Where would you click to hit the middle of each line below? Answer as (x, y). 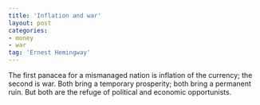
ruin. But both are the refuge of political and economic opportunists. (120, 92)
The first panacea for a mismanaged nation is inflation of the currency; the (130, 75)
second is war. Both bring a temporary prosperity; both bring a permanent (130, 84)
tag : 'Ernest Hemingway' (49, 52)
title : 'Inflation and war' (55, 16)
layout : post (30, 23)
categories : (28, 30)
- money (21, 38)
